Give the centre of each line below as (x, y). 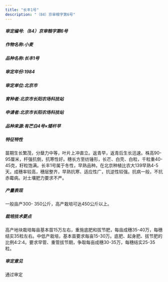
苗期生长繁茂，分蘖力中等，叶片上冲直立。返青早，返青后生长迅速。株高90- (83, 153)
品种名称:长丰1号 (22, 58)
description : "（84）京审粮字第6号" (40, 14)
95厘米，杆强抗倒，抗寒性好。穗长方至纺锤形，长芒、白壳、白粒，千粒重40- (84, 159)
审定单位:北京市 (21, 85)
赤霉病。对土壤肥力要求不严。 (36, 178)
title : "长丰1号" (22, 10)
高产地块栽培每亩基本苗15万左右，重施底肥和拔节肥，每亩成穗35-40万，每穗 (84, 230)
